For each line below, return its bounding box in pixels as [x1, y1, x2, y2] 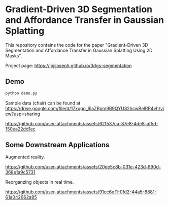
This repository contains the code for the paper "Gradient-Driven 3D [5, 42, 149, 48]
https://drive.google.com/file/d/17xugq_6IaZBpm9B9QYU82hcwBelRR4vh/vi [5, 105, 164, 111]
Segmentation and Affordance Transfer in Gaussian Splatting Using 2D [5, 47, 153, 53]
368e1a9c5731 [5, 169, 36, 176]
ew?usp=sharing [5, 111, 41, 117]
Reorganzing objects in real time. [5, 179, 74, 185]
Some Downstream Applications [5, 141, 110, 149]
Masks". [5, 52, 22, 59]
